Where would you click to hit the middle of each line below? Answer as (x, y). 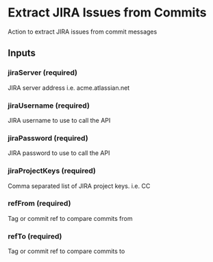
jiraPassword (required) (48, 138)
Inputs (22, 53)
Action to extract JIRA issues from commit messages (83, 32)
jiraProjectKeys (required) (52, 171)
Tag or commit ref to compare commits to (66, 251)
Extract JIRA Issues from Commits (107, 13)
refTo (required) (35, 236)
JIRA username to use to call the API (59, 120)
